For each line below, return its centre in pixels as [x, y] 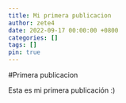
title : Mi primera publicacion [60, 15]
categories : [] [33, 38]
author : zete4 [32, 23]
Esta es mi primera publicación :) [62, 90]
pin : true [25, 52]
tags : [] [23, 45]
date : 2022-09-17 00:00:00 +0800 [63, 30]
